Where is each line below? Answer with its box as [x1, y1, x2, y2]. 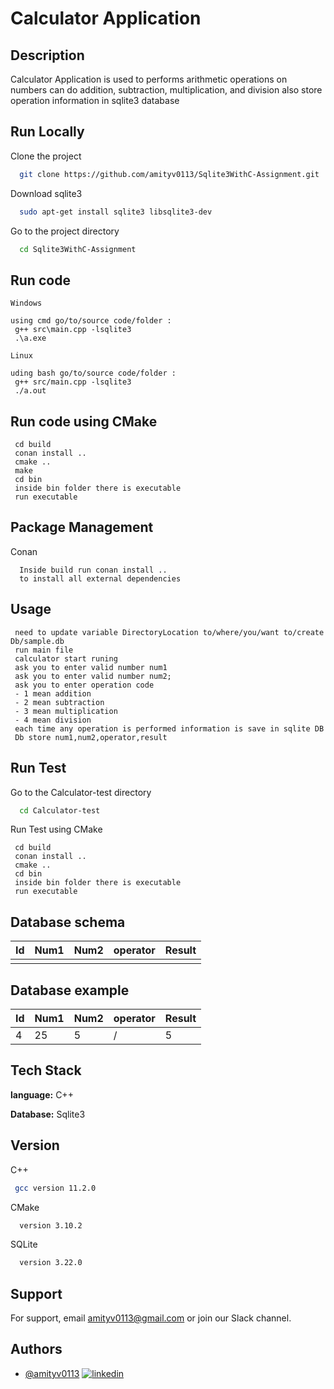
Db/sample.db [10, 636, 65, 646]
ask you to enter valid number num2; [14, 671, 172, 681]
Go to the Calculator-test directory [10, 786, 152, 798]
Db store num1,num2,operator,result [14, 732, 168, 742]
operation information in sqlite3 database [10, 95, 180, 106]
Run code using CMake [10, 413, 158, 430]
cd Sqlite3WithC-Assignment [19, 244, 137, 254]
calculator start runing [14, 653, 118, 664]
